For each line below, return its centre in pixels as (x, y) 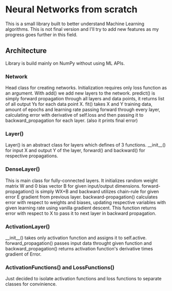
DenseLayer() (23, 169)
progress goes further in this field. (42, 34)
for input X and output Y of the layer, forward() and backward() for (75, 151)
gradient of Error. (23, 254)
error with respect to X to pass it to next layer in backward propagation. (81, 213)
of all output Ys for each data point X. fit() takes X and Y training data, (79, 104)
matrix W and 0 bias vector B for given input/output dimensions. (73, 186)
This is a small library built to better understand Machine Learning (75, 24)
